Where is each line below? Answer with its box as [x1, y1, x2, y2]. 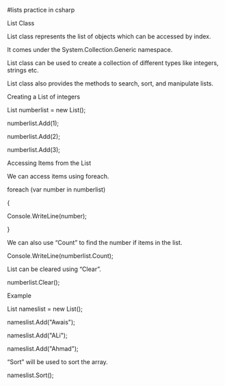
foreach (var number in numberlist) [7, 185, 106, 194]
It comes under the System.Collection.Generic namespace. [7, 46, 173, 53]
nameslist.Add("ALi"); [7, 331, 68, 339]
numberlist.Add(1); [7, 119, 59, 127]
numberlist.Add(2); [7, 133, 60, 140]
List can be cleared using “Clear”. [7, 265, 101, 273]
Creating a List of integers [7, 92, 81, 101]
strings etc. [7, 66, 39, 74]
